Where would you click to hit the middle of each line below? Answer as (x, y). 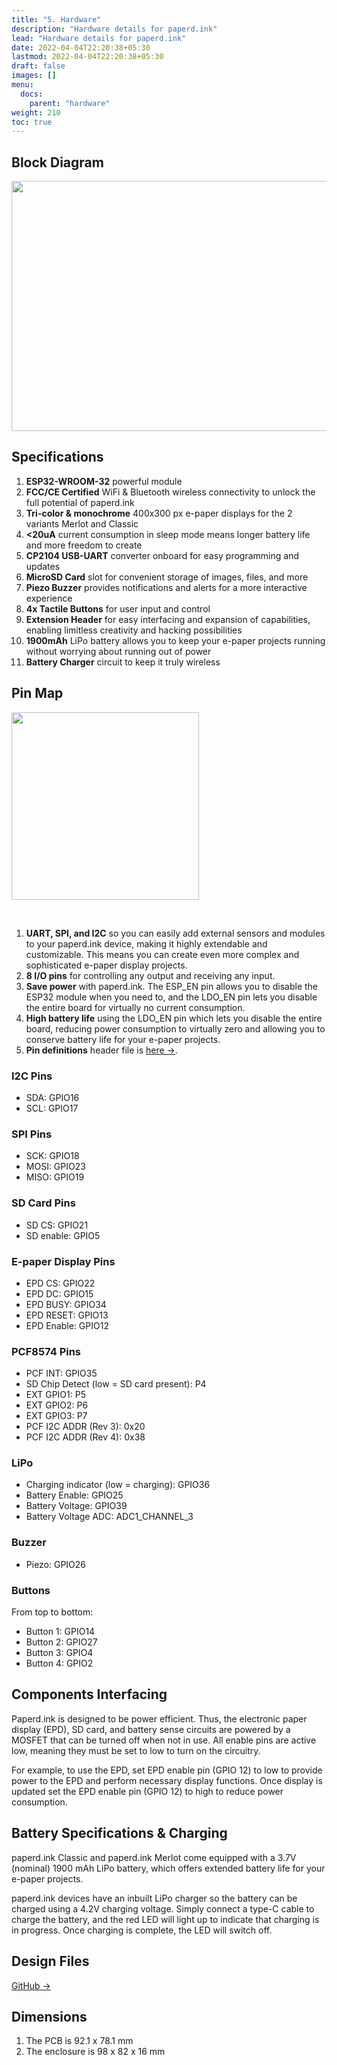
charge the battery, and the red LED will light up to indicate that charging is (165, 1919)
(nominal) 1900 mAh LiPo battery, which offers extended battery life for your (168, 1868)
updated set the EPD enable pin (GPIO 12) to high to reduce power (147, 1791)
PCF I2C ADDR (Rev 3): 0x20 (85, 1427)
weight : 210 (36, 112)
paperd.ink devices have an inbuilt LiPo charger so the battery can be (154, 1898)
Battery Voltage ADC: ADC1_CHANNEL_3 (109, 1517)
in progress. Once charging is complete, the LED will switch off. (142, 1930)
